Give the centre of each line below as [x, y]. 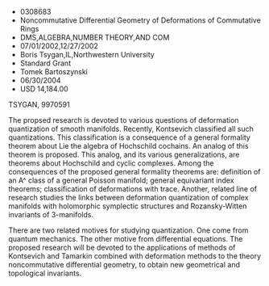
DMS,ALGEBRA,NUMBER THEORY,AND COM [95, 37]
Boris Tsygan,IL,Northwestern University [87, 55]
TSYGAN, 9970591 [39, 105]
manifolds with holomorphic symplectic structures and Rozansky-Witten [128, 206]
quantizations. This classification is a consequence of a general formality [130, 137]
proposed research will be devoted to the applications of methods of [122, 247]
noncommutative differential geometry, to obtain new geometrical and [124, 265]
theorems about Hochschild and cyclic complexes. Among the [111, 163]
